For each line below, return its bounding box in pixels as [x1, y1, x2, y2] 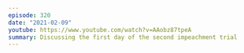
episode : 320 [8, 11, 51, 19]
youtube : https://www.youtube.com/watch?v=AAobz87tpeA [8, 26, 192, 34]
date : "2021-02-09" [8, 19, 72, 26]
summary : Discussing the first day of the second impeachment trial [8, 33, 238, 41]
